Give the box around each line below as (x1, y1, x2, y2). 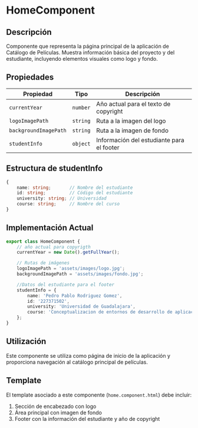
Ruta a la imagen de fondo (96, 126, 169, 135)
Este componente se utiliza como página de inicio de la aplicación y (6, 352, 171, 359)
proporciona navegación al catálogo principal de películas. (6, 358, 148, 365)
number (72, 104, 91, 111)
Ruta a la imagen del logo (96, 116, 166, 125)
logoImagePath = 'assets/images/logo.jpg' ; (16, 266, 126, 272)
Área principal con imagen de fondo (14, 409, 102, 416)
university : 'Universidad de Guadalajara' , (27, 303, 136, 310)
